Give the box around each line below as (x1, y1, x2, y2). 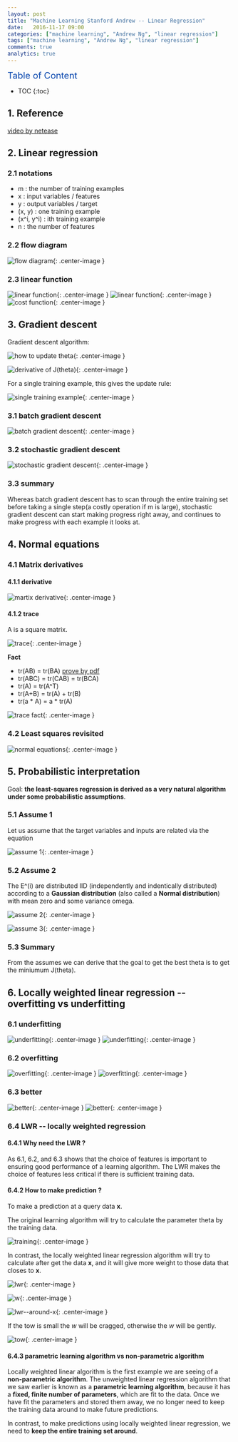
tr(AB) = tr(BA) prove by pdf (17, 667, 100, 675)
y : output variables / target (17, 200, 98, 208)
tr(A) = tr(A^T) (17, 682, 59, 690)
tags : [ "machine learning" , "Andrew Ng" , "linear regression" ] (7, 37, 200, 44)
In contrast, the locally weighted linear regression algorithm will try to (7, 1251, 210, 1259)
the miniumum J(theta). (7, 966, 76, 974)
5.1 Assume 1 (7, 810, 53, 820)
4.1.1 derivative (7, 577, 52, 586)
